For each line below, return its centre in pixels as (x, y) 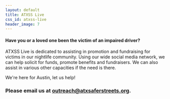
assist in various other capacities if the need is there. (61, 68)
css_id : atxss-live (26, 19)
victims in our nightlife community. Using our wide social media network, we (85, 57)
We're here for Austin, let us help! (40, 78)
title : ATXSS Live (25, 15)
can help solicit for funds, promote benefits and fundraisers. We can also (82, 62)
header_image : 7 (22, 24)
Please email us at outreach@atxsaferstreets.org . (68, 91)
